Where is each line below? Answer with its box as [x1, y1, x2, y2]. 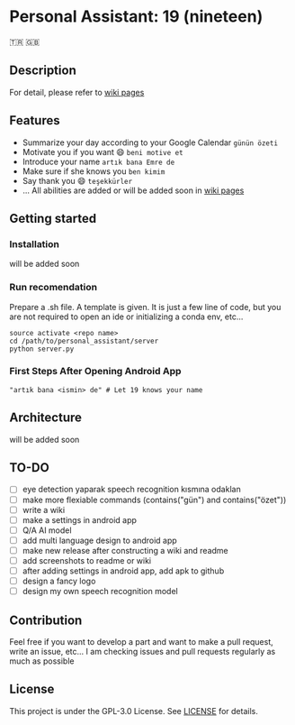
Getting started [9, 210, 97, 226]
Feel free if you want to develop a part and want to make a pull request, [9, 636, 274, 647]
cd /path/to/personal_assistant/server [9, 336, 159, 345]
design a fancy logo [22, 575, 96, 587]
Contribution [9, 612, 83, 628]
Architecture [9, 410, 83, 426]
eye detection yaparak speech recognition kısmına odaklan [22, 484, 241, 495]
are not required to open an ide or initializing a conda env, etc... [9, 311, 244, 322]
